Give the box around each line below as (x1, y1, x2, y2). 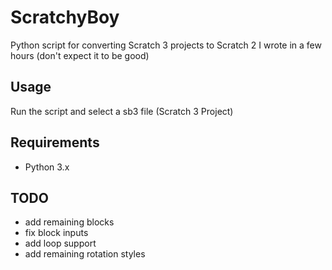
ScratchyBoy (10, 6, 120, 29)
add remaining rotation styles (24, 248, 146, 260)
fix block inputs (24, 227, 89, 239)
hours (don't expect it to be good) (10, 49, 150, 61)
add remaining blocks (24, 216, 115, 228)
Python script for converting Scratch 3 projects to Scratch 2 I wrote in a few (10, 39, 322, 51)
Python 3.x (24, 161, 70, 173)
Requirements (10, 134, 100, 151)
